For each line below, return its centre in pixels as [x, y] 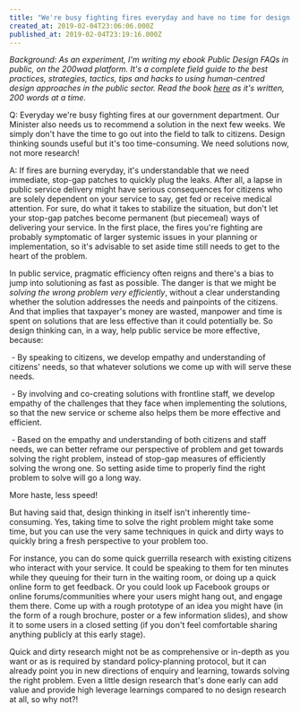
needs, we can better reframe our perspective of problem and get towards [146, 450]
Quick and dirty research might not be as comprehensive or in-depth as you [149, 652]
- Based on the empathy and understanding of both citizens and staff [139, 440]
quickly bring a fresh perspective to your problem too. [109, 541]
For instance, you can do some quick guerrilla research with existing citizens [150, 558]
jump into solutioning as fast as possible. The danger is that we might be [143, 283]
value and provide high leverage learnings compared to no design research [148, 690]
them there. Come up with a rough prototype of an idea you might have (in [146, 606]
